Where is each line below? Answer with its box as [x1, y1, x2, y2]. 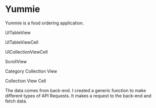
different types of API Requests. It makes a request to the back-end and [5, 93, 152, 99]
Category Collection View [5, 68, 57, 74]
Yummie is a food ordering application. [5, 20, 84, 26]
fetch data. [5, 98, 27, 104]
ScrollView [5, 58, 27, 64]
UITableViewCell [5, 39, 39, 45]
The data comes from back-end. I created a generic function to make [5, 87, 146, 93]
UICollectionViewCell [5, 49, 48, 55]
